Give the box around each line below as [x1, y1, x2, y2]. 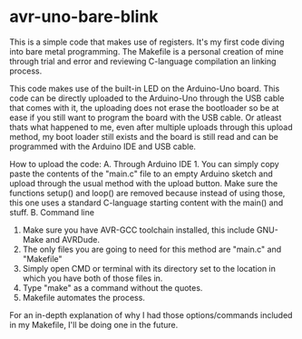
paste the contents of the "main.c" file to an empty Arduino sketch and [9, 168, 274, 179]
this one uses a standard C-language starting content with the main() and [9, 197, 284, 208]
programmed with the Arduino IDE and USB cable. [9, 141, 197, 152]
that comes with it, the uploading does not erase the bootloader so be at [9, 102, 279, 113]
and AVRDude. [44, 234, 100, 244]
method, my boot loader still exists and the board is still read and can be [9, 131, 279, 142]
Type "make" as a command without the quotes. [22, 282, 203, 293]
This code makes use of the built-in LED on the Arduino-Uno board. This [9, 83, 280, 94]
